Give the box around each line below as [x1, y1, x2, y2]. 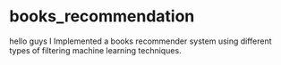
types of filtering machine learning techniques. [9, 45, 182, 55]
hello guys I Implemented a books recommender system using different [9, 36, 272, 46]
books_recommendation [9, 6, 195, 27]
